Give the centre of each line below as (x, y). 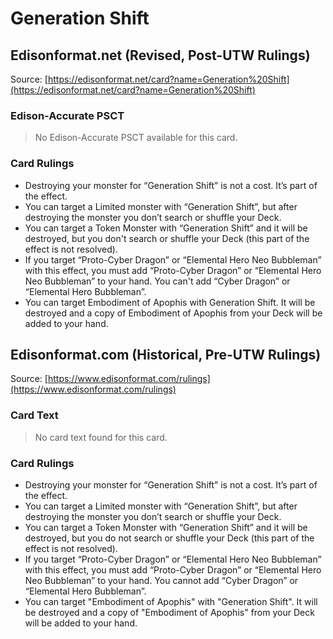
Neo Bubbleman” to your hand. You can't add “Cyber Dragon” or (157, 281)
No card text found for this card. (101, 437)
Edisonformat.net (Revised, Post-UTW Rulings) (160, 55)
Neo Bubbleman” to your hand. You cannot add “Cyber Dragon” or (161, 580)
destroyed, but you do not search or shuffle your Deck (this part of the (169, 538)
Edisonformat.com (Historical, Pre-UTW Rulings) (166, 354)
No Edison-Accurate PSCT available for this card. (136, 138)
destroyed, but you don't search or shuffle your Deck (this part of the (167, 238)
